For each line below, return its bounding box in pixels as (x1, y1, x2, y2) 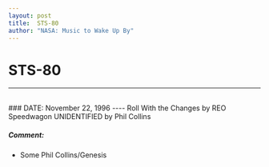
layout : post (8, 11, 52, 20)
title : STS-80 (8, 19, 59, 27)
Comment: (8, 129, 45, 140)
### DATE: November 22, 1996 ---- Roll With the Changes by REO (8, 103, 227, 113)
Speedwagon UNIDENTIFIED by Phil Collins (8, 112, 151, 121)
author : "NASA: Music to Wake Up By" (8, 26, 134, 34)
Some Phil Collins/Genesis (19, 150, 107, 160)
